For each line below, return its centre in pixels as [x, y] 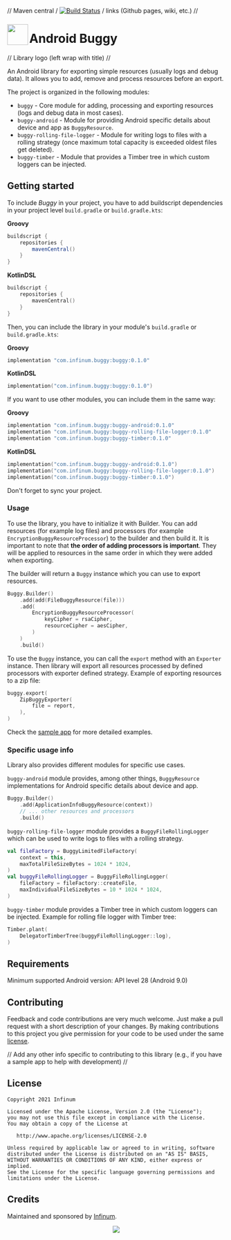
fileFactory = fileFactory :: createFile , [78, 883]
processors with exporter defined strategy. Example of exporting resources [114, 673]
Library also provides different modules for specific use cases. [96, 765]
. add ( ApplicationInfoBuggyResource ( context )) [86, 805]
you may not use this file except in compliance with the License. [107, 1117]
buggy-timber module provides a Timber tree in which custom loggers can [112, 909]
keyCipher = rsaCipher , [78, 620]
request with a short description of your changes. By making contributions [113, 1026]
